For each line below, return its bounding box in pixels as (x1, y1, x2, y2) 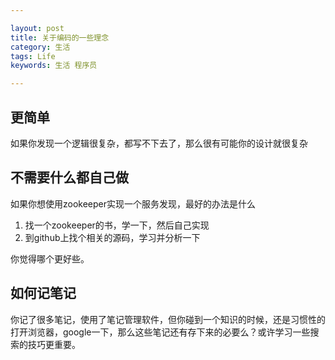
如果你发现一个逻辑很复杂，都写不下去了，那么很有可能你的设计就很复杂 (10, 137, 308, 149)
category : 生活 (10, 42, 71, 52)
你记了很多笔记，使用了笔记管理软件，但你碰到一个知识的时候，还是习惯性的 (10, 313, 326, 325)
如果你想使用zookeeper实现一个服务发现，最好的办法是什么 (10, 197, 257, 210)
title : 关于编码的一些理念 (10, 32, 110, 43)
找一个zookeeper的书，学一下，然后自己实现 (24, 219, 210, 231)
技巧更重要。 (27, 338, 81, 350)
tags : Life (10, 51, 56, 61)
